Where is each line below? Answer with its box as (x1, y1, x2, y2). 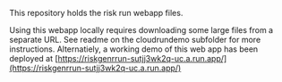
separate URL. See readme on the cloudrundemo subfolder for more (9, 35, 261, 45)
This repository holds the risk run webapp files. (9, 8, 184, 18)
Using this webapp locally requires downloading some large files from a (9, 25, 274, 35)
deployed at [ (9, 53, 58, 63)
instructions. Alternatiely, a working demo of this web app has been (9, 44, 259, 54)
